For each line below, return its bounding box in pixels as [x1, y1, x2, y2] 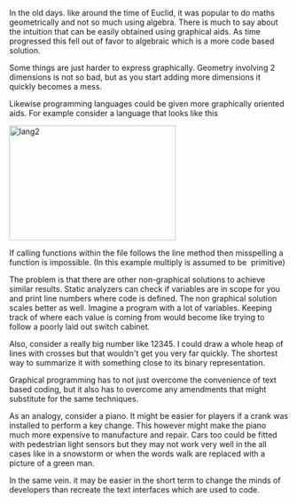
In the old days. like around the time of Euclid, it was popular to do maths [9, 8, 275, 18]
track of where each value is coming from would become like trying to [9, 312, 265, 322]
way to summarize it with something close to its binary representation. [9, 358, 266, 367]
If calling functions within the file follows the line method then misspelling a [9, 248, 284, 258]
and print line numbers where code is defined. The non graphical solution [9, 293, 277, 303]
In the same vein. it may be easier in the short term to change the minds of [9, 475, 281, 485]
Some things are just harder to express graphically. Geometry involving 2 [9, 62, 276, 73]
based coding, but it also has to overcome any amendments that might [9, 384, 267, 394]
